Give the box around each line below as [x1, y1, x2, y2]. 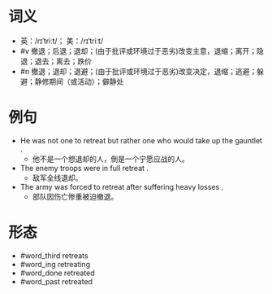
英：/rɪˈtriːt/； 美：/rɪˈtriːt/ [19, 36, 104, 46]
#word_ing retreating [19, 259, 91, 269]
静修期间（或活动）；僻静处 [34, 77, 124, 86]
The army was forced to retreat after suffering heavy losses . [19, 182, 224, 191]
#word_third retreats [19, 250, 89, 261]
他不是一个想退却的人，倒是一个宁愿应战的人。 [32, 154, 189, 164]
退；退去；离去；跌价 [19, 56, 92, 66]
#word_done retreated [19, 268, 95, 278]
